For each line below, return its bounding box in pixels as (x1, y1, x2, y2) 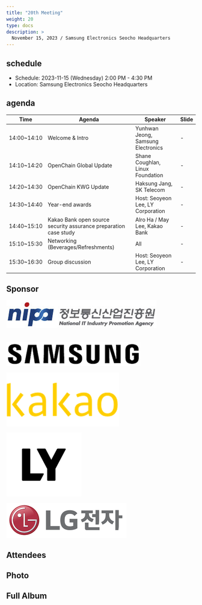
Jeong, (135, 131, 153, 138)
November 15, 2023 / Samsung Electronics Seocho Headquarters (11, 35, 171, 42)
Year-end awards (47, 201, 92, 208)
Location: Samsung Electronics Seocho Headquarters (14, 80, 148, 87)
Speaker (144, 116, 167, 123)
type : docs (6, 22, 34, 28)
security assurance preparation (47, 222, 125, 229)
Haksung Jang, (135, 180, 173, 187)
